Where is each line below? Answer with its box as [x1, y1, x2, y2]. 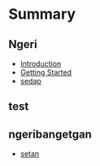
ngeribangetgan [8, 127, 92, 141]
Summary [8, 5, 76, 24]
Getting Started [20, 68, 72, 77]
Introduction [20, 59, 62, 68]
